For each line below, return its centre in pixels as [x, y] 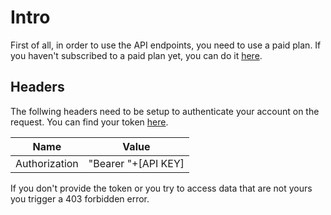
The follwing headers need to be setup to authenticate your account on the [165, 111]
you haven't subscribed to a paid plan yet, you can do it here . [136, 55]
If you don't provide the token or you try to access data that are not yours [161, 188]
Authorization [47, 163]
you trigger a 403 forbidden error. [80, 198]
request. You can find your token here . [89, 122]
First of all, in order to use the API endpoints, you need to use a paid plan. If [166, 45]
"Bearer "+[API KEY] [136, 163]
